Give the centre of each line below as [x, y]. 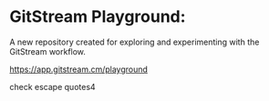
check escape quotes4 [52, 86]
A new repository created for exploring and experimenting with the [134, 42]
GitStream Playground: [98, 17]
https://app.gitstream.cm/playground [79, 69]
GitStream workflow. [48, 51]
